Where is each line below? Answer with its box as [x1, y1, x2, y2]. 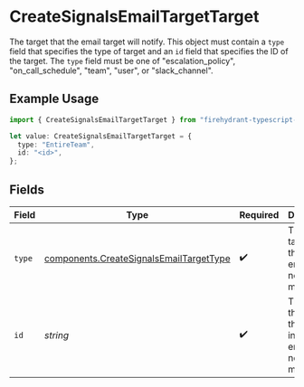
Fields [9, 182, 45, 197]
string [43, 328, 70, 341]
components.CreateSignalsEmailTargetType [43, 251, 231, 264]
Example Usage [9, 91, 100, 107]
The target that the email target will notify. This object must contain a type [9, 36, 285, 47]
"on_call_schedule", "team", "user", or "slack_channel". [9, 65, 214, 76]
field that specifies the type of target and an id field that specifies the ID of [9, 45, 289, 56]
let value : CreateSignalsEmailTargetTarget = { [9, 131, 193, 141]
